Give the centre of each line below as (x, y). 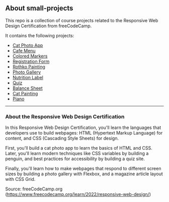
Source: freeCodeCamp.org (34, 189)
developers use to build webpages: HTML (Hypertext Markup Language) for (84, 133)
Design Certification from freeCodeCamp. (49, 26)
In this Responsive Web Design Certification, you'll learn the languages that (83, 127)
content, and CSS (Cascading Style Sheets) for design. (62, 139)
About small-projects (39, 8)
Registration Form (31, 61)
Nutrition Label (28, 77)
